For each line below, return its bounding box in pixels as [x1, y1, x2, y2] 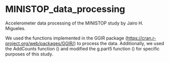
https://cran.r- [127, 35, 156, 41]
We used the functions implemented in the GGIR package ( [5, 35, 127, 41]
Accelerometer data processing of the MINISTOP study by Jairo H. [5, 20, 144, 26]
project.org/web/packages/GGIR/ [5, 40, 75, 46]
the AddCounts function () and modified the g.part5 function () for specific [5, 45, 160, 51]
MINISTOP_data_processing [5, 3, 125, 15]
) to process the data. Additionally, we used [74, 40, 164, 46]
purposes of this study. [5, 51, 53, 57]
